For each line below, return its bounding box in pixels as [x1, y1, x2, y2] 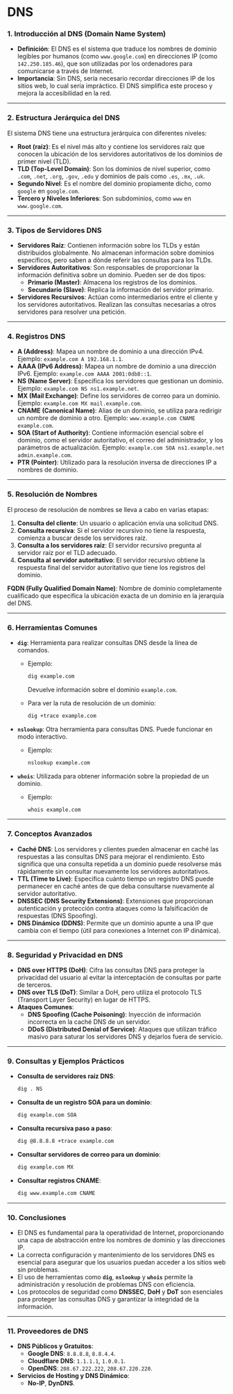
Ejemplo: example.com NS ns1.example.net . [17, 384, 139, 393]
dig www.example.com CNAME [17, 1189, 96, 1196]
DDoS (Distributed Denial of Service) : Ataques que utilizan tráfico [27, 1025, 217, 1034]
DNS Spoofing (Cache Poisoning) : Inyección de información [27, 1010, 201, 1019]
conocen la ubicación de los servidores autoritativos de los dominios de [17, 150, 223, 158]
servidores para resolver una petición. [17, 307, 126, 317]
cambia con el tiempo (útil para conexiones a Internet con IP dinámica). [17, 926, 221, 934]
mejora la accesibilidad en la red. [17, 89, 112, 97]
